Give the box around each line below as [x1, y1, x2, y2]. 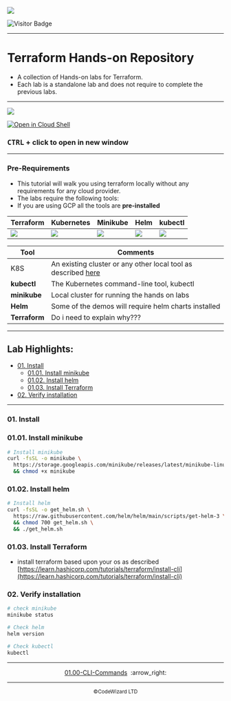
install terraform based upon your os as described [16, 557, 159, 566]
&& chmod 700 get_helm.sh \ [13, 519, 94, 526]
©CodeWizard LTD [93, 688, 138, 695]
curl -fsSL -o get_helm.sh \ [7, 506, 91, 513]
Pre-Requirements [7, 164, 70, 173]
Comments [117, 247, 155, 257]
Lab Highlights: [7, 343, 74, 355]
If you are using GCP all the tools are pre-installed [16, 201, 160, 210]
